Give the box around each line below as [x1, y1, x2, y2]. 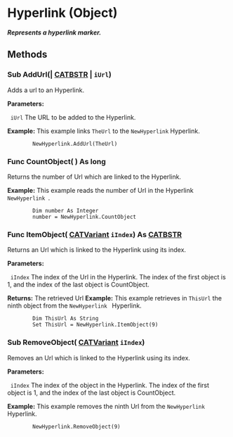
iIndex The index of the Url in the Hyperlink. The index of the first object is [10, 273, 226, 281]
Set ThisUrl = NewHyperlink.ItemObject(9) [32, 322, 159, 329]
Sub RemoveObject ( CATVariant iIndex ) [7, 338, 145, 348]
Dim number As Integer [32, 207, 99, 214]
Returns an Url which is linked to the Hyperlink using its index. [7, 246, 187, 254]
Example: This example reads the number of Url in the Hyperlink [7, 186, 194, 194]
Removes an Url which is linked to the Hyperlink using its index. [7, 353, 191, 362]
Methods [7, 49, 48, 61]
